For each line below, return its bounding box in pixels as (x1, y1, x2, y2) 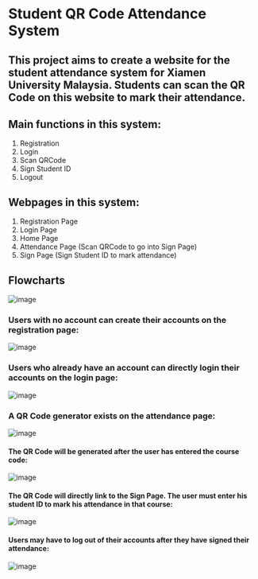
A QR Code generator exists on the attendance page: (8, 410, 216, 422)
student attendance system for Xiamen (8, 65, 206, 80)
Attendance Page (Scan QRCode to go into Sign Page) (19, 242, 198, 251)
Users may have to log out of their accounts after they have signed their (8, 534, 250, 545)
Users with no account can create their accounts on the (8, 314, 227, 325)
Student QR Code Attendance (8, 5, 206, 23)
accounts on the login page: (8, 372, 118, 383)
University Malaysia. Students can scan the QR (8, 78, 245, 91)
